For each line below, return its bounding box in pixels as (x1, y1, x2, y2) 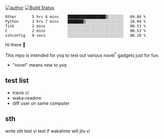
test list (5, 76, 29, 85)
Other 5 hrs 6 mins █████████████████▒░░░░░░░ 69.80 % (5, 14, 146, 19)
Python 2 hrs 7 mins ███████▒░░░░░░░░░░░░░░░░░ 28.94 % (5, 19, 146, 24)
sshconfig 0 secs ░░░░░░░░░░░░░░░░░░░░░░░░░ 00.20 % (5, 33, 146, 38)
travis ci (12, 90, 29, 96)
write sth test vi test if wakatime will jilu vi (5, 128, 91, 134)
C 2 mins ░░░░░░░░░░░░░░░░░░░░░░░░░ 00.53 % (5, 28, 146, 33)
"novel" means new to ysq (12, 62, 67, 68)
